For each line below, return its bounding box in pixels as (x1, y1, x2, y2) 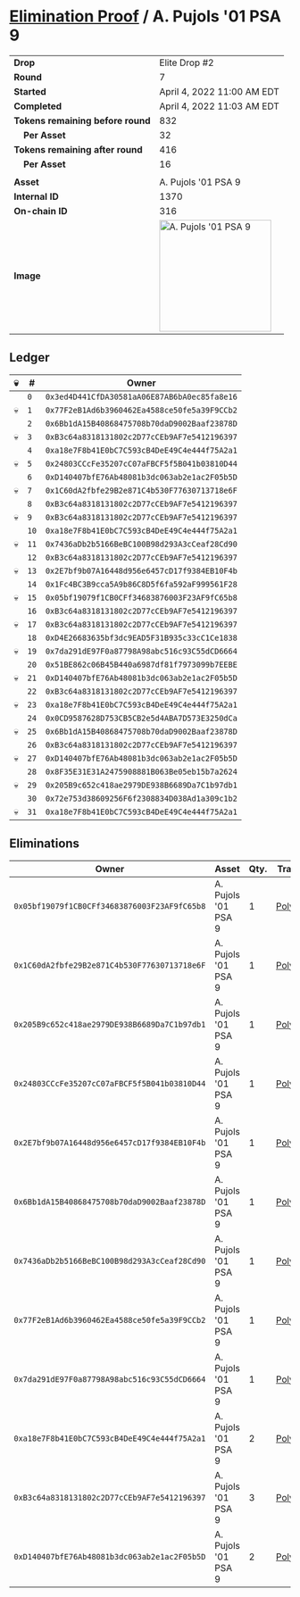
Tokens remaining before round (13, 114, 151, 127)
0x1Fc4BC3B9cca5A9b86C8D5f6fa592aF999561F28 (45, 578, 238, 589)
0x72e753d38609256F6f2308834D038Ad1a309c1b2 (45, 793, 238, 803)
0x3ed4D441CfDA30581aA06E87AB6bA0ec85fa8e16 (45, 391, 238, 402)
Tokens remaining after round (13, 143, 143, 155)
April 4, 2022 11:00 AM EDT (159, 85, 279, 97)
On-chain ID (13, 204, 68, 217)
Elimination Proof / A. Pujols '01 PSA (9, 6, 281, 27)
